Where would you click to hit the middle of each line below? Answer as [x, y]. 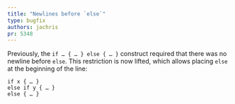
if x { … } [23, 82]
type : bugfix [27, 21]
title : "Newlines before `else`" [57, 14]
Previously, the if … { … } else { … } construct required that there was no [117, 54]
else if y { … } [31, 88]
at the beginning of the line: [47, 69]
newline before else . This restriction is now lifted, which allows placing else [117, 62]
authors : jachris [33, 27]
